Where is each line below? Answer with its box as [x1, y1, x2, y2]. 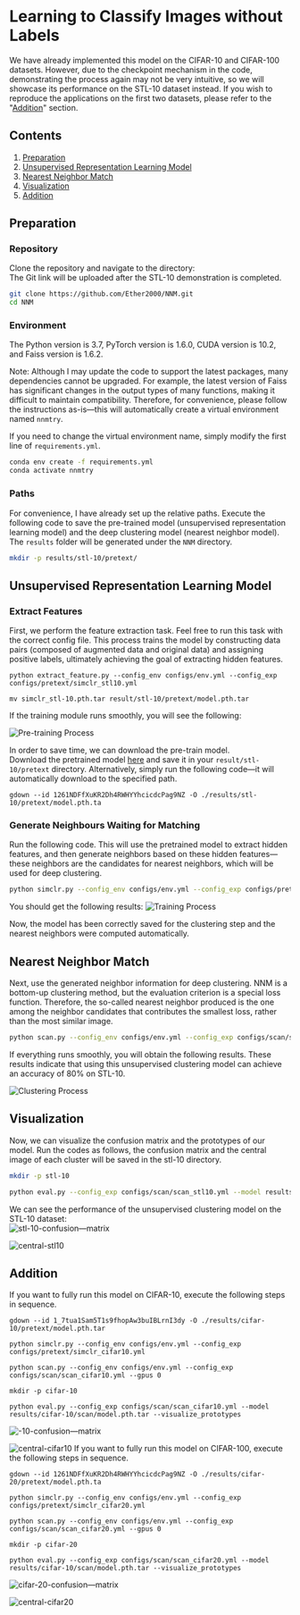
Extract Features [9, 605, 83, 618]
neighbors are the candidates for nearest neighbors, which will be [31, 858, 274, 869]
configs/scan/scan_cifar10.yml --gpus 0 [9, 1371, 162, 1380]
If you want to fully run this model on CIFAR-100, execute [73, 1443, 283, 1454]
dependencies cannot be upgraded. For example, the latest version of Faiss [9, 375, 287, 386]
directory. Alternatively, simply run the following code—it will [51, 764, 275, 775]
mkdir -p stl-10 [9, 1171, 70, 1181]
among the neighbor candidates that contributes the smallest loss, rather [9, 1006, 278, 1017]
